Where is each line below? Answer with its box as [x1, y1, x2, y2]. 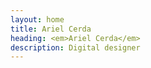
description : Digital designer [10, 42, 141, 53]
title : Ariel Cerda [10, 24, 92, 34]
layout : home [10, 14, 65, 25]
